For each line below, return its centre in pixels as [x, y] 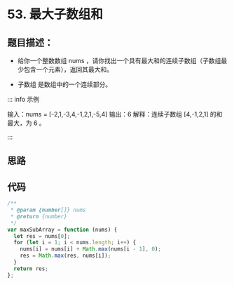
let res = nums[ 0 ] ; [42, 236]
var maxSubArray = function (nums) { [62, 230]
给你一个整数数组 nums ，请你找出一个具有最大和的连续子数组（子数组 [119, 61]
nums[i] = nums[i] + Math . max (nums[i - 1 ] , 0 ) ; [90, 249]
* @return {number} [39, 216]
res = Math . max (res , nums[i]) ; [66, 256]
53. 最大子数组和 [55, 14]
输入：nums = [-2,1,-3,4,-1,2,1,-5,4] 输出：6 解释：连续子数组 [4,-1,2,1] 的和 [115, 114]
